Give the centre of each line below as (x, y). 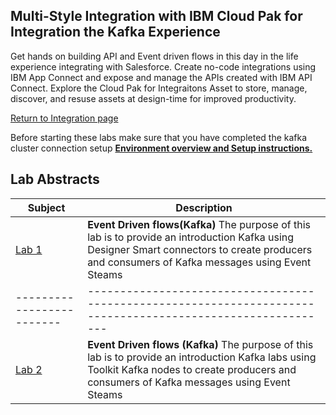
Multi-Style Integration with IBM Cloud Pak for (156, 16)
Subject (46, 207)
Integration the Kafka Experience (115, 32)
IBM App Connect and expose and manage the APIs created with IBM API (161, 77)
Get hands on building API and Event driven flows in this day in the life (154, 56)
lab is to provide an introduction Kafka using (191, 237)
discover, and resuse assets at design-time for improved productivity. (153, 98)
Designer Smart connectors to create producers (200, 249)
